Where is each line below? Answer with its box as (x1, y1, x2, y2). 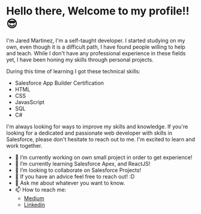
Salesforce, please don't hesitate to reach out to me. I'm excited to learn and (6, 135, 196, 142)
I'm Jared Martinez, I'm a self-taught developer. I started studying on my (6, 37, 185, 44)
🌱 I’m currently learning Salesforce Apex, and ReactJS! (14, 160, 151, 167)
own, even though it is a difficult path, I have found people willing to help (6, 43, 186, 50)
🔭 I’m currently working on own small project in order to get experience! (14, 153, 193, 160)
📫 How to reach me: (14, 186, 67, 193)
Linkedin (23, 201, 45, 208)
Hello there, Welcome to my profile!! (6, 4, 190, 18)
